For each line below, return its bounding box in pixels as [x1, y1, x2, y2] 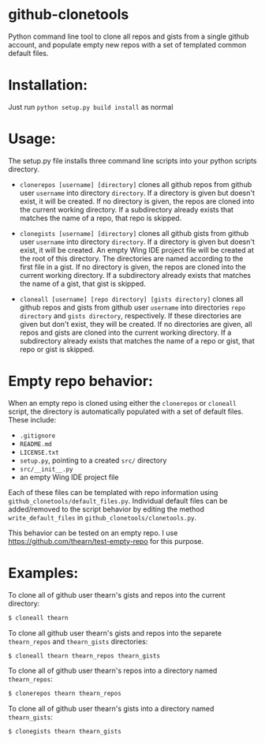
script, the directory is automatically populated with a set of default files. [8, 407, 244, 416]
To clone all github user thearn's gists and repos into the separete [8, 628, 222, 637]
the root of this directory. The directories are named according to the [19, 253, 244, 263]
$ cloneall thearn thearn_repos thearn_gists [8, 651, 160, 660]
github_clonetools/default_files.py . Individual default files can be [8, 496, 229, 505]
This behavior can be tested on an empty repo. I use [8, 527, 178, 538]
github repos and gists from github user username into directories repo [19, 302, 246, 312]
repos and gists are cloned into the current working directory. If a [19, 328, 232, 337]
